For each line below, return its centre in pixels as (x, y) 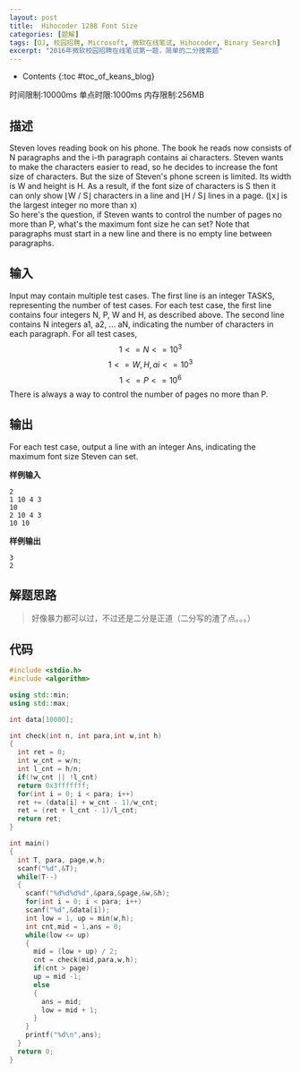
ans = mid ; (62, 1001)
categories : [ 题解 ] (44, 34)
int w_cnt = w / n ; (50, 761)
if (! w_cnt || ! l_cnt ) (58, 777)
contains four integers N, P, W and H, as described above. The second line (147, 314)
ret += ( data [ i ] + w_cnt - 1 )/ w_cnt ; (88, 803)
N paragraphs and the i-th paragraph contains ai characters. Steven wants (146, 157)
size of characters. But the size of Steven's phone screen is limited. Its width (150, 176)
